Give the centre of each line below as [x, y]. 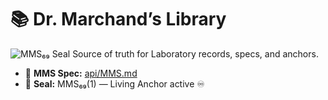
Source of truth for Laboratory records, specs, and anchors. [195, 53]
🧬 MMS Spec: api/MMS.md [81, 73]
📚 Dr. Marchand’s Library [118, 19]
